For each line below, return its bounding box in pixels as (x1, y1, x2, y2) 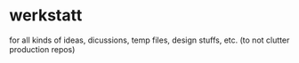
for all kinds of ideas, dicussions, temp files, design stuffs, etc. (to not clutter (9, 35, 290, 45)
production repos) (9, 43, 76, 54)
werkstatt (9, 5, 83, 26)
